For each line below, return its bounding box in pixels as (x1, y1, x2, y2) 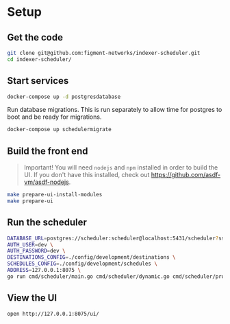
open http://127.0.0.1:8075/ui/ (7, 310, 99, 317)
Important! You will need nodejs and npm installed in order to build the (23, 163, 218, 172)
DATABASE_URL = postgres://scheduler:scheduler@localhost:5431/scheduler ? (7, 235, 219, 242)
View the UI (7, 292, 57, 304)
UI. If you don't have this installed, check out (23, 171, 150, 179)
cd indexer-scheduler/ (7, 56, 72, 62)
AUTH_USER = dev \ (7, 241, 53, 248)
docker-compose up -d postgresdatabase (7, 93, 121, 100)
